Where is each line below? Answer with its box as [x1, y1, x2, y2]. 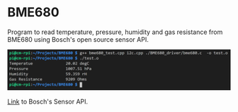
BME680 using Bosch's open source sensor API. [7, 35, 149, 43]
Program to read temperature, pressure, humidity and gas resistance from [7, 28, 223, 36]
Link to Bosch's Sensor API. [7, 97, 89, 106]
